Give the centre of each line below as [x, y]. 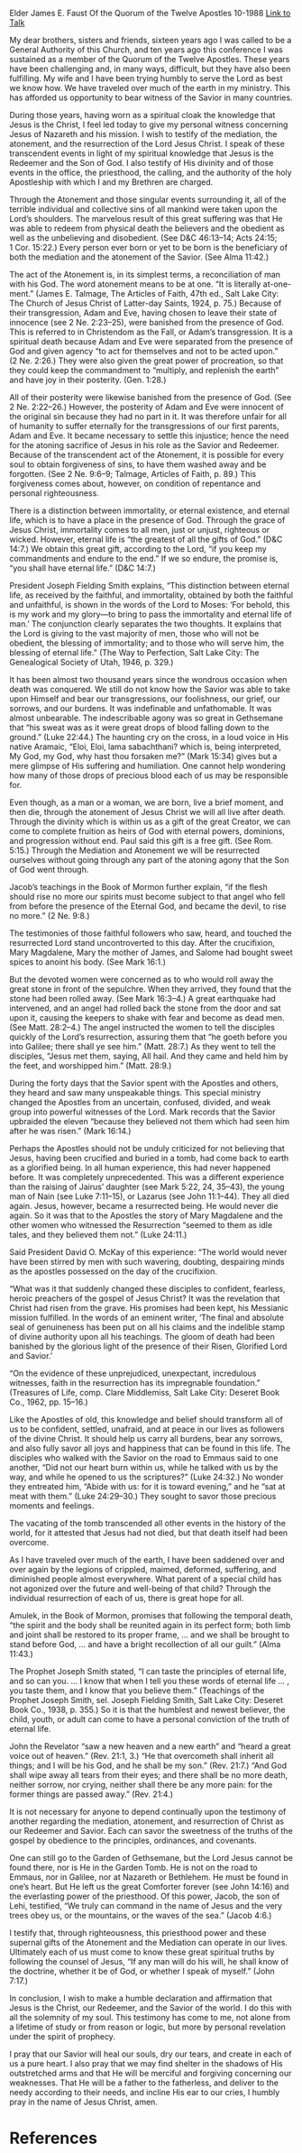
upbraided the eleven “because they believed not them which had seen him [150, 1121]
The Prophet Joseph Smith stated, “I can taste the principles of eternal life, [148, 1671]
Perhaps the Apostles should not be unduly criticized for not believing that [147, 1148]
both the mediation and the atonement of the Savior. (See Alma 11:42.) [139, 257]
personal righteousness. [54, 493]
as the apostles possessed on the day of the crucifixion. [114, 1271]
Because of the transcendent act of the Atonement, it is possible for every [146, 455]
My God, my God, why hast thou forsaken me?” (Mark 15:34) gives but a [143, 756]
